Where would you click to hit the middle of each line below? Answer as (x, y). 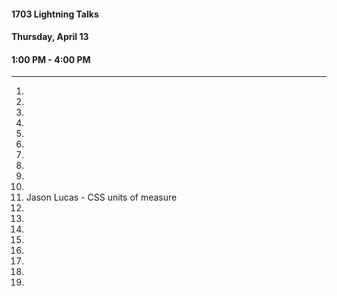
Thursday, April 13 (50, 37)
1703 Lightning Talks (55, 14)
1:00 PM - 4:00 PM (51, 59)
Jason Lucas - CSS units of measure (101, 197)
